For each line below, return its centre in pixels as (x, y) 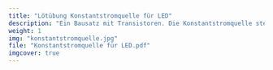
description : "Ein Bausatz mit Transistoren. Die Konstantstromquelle (130, 23)
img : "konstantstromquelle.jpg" (63, 38)
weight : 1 (25, 31)
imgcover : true (34, 53)
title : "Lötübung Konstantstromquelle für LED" (91, 16)
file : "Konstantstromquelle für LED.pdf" (80, 46)
